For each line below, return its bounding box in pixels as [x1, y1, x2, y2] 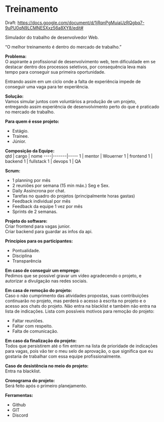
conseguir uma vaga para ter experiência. [5, 83, 90, 89]
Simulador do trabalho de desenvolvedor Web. [5, 34, 99, 40]
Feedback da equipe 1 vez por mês [12, 203, 83, 209]
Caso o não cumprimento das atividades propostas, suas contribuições [5, 292, 149, 298]
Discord [12, 412, 28, 418]
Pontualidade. [12, 247, 41, 253]
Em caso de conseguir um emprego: [5, 267, 80, 273]
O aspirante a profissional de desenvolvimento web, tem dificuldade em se [5, 58, 156, 64]
